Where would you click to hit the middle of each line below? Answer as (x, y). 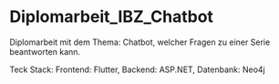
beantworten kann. (45, 51)
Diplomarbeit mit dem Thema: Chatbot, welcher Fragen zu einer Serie (140, 42)
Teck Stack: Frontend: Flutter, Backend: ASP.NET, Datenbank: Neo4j (138, 69)
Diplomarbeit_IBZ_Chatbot (112, 17)
